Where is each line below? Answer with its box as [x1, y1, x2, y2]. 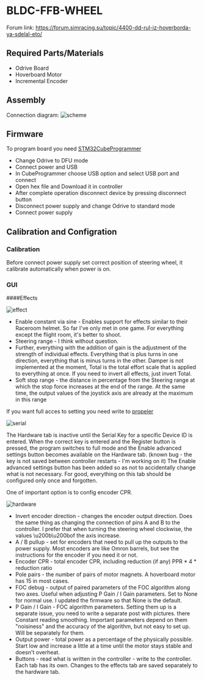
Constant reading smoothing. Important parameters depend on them [15, 616, 188, 624]
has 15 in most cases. [15, 577, 70, 585]
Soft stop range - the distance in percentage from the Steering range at [15, 376, 195, 384]
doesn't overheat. [15, 649, 60, 656]
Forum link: [6, 24, 35, 31]
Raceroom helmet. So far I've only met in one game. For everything [15, 324, 184, 332]
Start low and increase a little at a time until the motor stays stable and [15, 642, 192, 649]
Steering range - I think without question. [15, 337, 119, 345]
